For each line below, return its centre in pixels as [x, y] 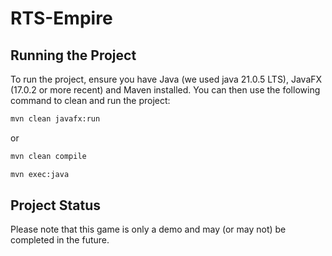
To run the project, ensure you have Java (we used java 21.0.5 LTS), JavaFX [166, 79]
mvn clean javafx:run [55, 119]
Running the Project [73, 55]
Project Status [56, 205]
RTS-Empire [61, 18]
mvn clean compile [48, 156]
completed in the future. [60, 240]
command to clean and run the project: [90, 100]
